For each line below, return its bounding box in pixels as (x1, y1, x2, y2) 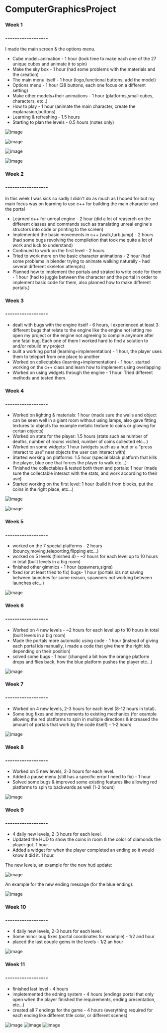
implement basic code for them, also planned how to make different (12, 279, 151, 285)
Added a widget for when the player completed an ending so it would (12, 847, 154, 853)
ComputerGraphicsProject (5, 3, 116, 15)
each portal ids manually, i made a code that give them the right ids (12, 643, 150, 649)
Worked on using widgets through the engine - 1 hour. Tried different (12, 369, 153, 375)
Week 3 (5, 297, 24, 304)
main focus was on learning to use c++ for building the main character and (5, 201, 158, 207)
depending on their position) (12, 648, 71, 654)
